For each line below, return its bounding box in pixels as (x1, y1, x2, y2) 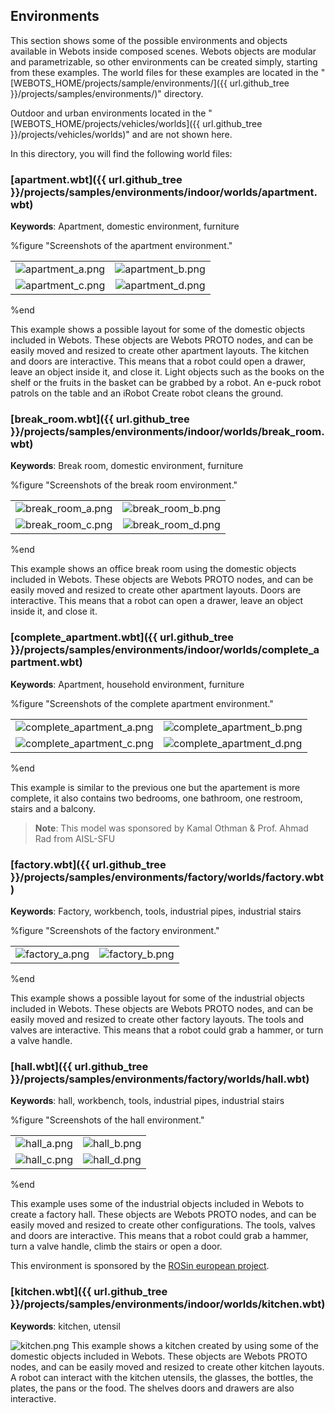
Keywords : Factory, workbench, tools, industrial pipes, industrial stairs (10, 905, 302, 917)
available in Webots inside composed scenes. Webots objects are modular (10, 45, 317, 57)
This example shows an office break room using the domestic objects (10, 563, 297, 575)
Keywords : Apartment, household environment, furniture (10, 678, 245, 690)
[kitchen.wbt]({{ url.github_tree (10, 1285, 168, 1299)
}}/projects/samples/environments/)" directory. (10, 87, 204, 99)
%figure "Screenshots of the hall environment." (10, 1114, 205, 1126)
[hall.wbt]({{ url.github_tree (10, 1059, 149, 1073)
